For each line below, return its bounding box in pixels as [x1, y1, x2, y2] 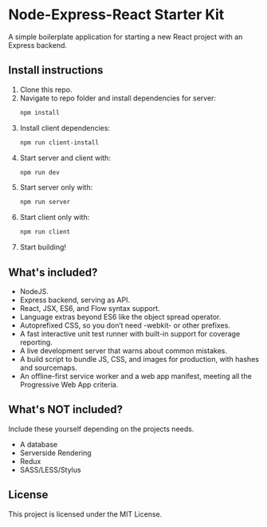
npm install [19, 108, 60, 116]
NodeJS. [19, 286, 49, 296]
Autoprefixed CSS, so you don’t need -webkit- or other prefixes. [19, 321, 231, 330]
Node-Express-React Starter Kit [8, 6, 225, 24]
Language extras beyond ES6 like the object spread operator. [19, 312, 222, 321]
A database [19, 439, 58, 449]
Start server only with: [19, 183, 93, 192]
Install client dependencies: [19, 123, 110, 132]
